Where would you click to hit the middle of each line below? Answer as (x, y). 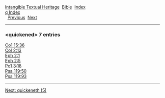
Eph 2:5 (13, 61)
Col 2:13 (13, 50)
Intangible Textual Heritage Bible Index (45, 7)
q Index (13, 12)
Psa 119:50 (16, 71)
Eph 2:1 (13, 56)
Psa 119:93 (16, 76)
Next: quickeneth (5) (26, 90)
